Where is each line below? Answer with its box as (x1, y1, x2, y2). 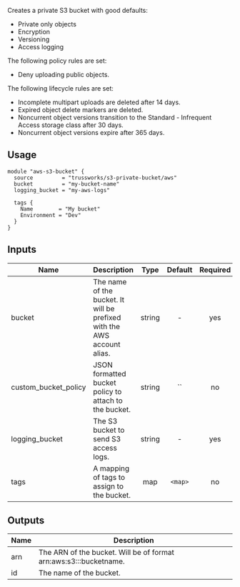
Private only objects (17, 20, 77, 28)
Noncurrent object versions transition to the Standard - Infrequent (17, 114, 212, 121)
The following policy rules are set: (7, 56, 107, 65)
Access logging (17, 43, 64, 51)
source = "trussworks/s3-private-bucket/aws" (14, 174, 177, 181)
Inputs (7, 244, 37, 256)
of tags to (92, 472, 126, 482)
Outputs (7, 514, 45, 527)
